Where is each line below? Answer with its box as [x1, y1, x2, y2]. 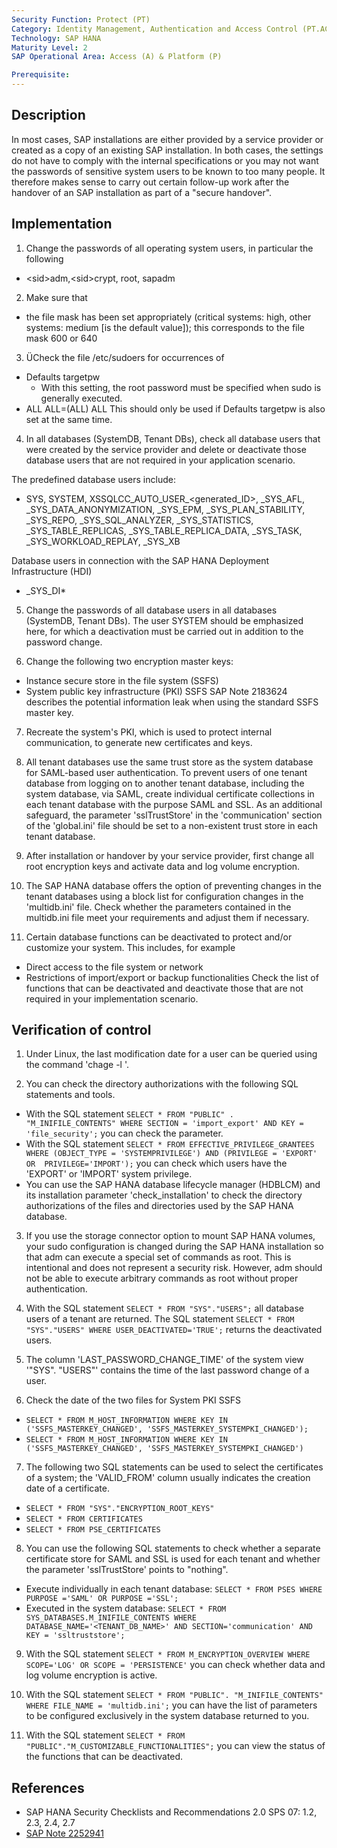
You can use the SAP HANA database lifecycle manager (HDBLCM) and [25, 1179, 321, 1191]
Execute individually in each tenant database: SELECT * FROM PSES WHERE [25, 1583, 323, 1595]
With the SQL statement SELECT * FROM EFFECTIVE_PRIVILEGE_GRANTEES [25, 1138, 315, 1150]
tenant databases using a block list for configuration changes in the [25, 890, 304, 902]
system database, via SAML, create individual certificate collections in [25, 787, 315, 800]
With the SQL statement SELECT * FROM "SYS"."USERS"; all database [25, 1302, 305, 1315]
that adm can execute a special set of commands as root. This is [25, 1251, 292, 1263]
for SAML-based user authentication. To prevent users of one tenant [25, 766, 308, 778]
